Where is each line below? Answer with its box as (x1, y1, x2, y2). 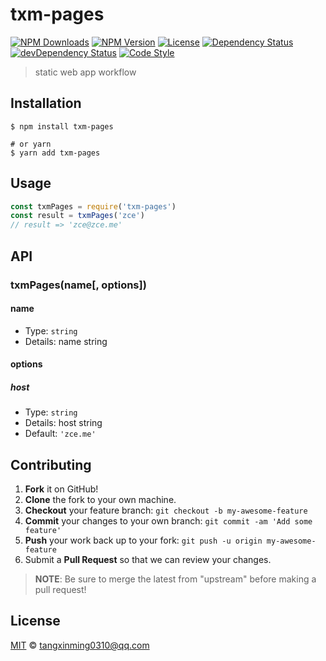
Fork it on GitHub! (24, 483, 99, 495)
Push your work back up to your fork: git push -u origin (24, 534, 263, 547)
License (10, 613, 61, 630)
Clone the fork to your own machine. (24, 494, 177, 506)
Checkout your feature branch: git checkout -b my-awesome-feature (24, 504, 308, 517)
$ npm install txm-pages (10, 121, 114, 132)
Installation (10, 95, 82, 112)
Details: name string (24, 335, 108, 347)
